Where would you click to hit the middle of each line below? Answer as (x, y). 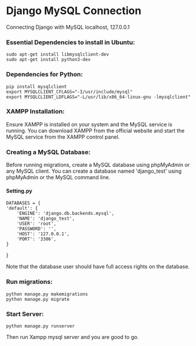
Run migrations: (29, 282)
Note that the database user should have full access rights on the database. (98, 267)
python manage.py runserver (41, 326)
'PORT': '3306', (37, 239)
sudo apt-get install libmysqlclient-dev (58, 55)
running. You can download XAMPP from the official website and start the (95, 130)
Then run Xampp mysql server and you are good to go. (73, 337)
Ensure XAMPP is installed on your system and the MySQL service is (89, 124)
